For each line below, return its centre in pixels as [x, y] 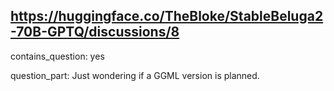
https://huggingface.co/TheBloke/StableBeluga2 [167, 16]
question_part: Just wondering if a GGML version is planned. [135, 75]
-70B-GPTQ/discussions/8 [95, 32]
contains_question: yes [57, 56]
